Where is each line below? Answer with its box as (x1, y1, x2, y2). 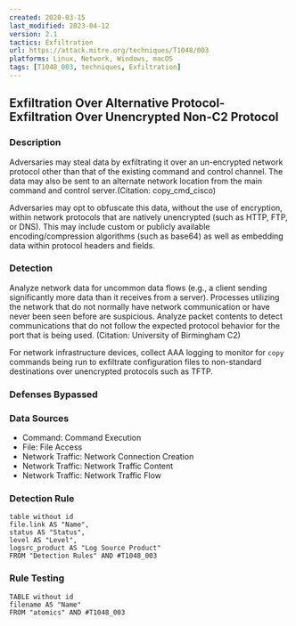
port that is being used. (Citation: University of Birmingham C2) (9, 329, 241, 340)
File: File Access (21, 442, 83, 452)
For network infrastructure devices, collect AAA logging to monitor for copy (9, 346, 284, 357)
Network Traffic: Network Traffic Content (21, 460, 174, 472)
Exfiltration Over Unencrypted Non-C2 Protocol (9, 110, 279, 125)
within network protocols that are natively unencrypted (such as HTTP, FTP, (9, 211, 288, 223)
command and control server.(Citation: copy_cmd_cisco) (9, 184, 217, 196)
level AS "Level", (9, 536, 78, 545)
